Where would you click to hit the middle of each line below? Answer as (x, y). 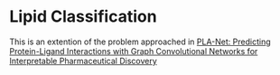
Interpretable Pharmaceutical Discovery (84, 61)
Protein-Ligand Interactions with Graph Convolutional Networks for (134, 51)
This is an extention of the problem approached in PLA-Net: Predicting (140, 42)
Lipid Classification (83, 17)
